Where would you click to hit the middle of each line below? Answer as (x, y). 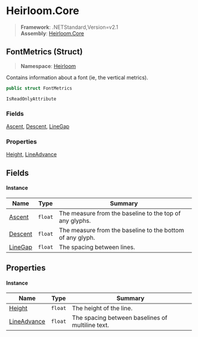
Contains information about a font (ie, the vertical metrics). (77, 77)
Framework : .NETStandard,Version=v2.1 (69, 27)
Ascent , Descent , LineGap (38, 126)
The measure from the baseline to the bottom (121, 230)
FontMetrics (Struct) (44, 52)
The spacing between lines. (97, 247)
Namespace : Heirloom (48, 66)
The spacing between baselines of (120, 318)
